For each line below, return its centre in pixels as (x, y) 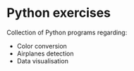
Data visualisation (42, 60)
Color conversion (42, 46)
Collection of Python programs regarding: (67, 32)
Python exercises (59, 13)
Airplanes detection (45, 53)
